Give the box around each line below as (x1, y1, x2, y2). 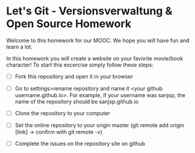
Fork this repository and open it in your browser (14, 73, 134, 80)
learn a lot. (6, 43, 33, 50)
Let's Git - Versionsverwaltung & (6, 4, 173, 18)
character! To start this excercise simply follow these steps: (6, 61, 153, 68)
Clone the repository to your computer (14, 110, 110, 117)
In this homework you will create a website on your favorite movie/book (6, 55, 184, 62)
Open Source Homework (6, 17, 132, 31)
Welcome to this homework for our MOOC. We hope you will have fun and (6, 37, 190, 44)
